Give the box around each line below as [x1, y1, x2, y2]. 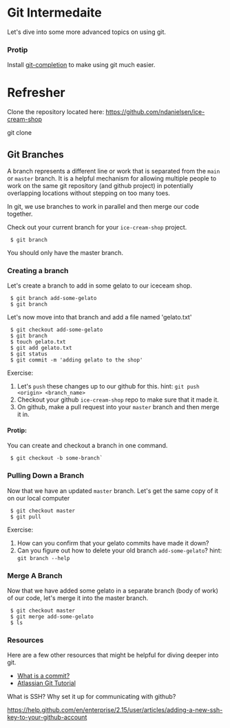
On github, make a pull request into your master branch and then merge [17, 403, 220, 411]
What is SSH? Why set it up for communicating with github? [7, 693, 176, 701]
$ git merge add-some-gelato [10, 613, 94, 620]
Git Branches [7, 149, 64, 160]
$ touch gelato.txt [10, 339, 67, 346]
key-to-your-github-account [7, 713, 87, 722]
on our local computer [7, 494, 70, 502]
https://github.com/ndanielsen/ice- [105, 108, 205, 116]
